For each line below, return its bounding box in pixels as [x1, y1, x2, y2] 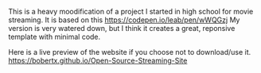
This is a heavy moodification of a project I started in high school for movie [8, 7, 254, 16]
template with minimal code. [8, 32, 101, 41]
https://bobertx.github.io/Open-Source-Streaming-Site [8, 56, 188, 65]
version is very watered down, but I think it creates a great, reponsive [8, 24, 236, 33]
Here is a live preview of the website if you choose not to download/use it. [8, 48, 251, 56]
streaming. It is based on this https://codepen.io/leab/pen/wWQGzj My [8, 15, 240, 25]
